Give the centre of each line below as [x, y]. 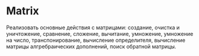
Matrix [23, 11]
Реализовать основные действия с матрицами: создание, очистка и [93, 27]
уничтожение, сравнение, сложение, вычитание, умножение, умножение [100, 33]
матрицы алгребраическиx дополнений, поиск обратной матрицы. [91, 46]
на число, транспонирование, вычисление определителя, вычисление [96, 40]
